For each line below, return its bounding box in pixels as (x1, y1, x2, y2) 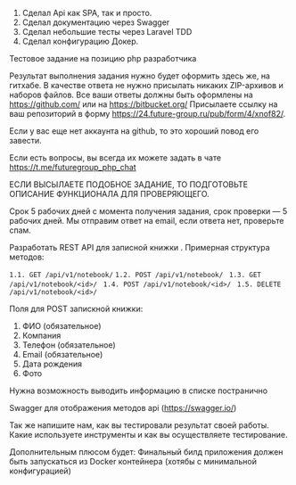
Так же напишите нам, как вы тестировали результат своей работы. (9, 420, 269, 431)
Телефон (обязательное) (21, 340, 116, 350)
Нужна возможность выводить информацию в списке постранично (9, 385, 268, 396)
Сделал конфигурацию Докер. (21, 36, 139, 46)
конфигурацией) (9, 465, 71, 476)
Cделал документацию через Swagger (21, 17, 170, 28)
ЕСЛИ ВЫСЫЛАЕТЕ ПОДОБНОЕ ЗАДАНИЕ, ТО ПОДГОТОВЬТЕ (9, 179, 248, 190)
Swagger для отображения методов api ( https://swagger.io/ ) (9, 403, 237, 413)
